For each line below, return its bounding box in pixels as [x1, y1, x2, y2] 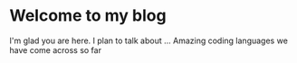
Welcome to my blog [9, 5, 167, 26]
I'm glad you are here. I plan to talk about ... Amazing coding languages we [9, 35, 288, 46]
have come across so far [9, 44, 102, 55]
